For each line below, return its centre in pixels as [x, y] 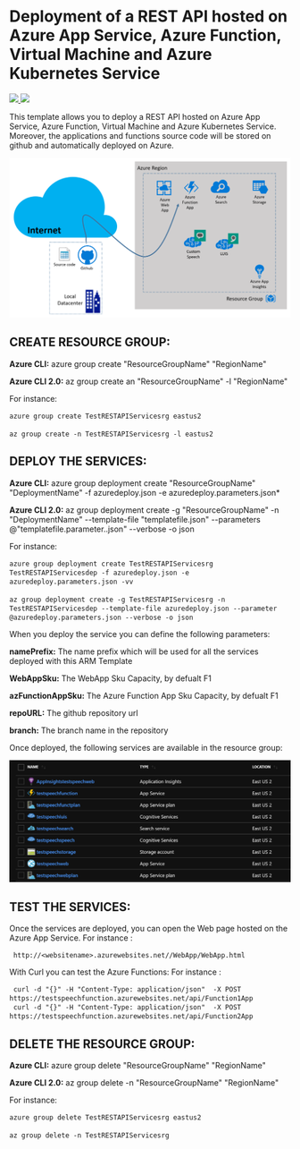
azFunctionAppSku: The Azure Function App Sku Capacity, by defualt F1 [144, 695]
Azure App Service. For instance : [71, 938]
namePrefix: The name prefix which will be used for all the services [134, 651]
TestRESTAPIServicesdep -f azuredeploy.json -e [100, 573]
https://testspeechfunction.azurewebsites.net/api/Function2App [131, 1017]
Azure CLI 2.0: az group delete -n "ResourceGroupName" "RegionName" [144, 1083]
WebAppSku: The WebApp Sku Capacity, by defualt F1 [110, 678]
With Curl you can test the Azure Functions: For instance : [115, 972]
